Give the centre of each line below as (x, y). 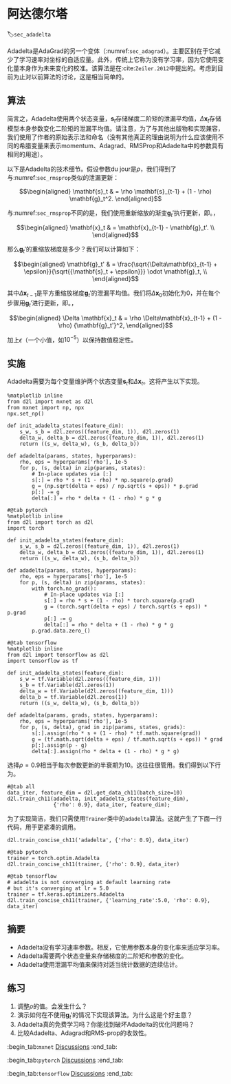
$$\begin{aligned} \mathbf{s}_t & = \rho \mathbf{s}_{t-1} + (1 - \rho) (115, 191)
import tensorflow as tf (43, 661)
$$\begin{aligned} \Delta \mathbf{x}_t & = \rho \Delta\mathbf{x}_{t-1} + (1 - (115, 318)
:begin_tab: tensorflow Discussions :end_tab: (70, 1074)
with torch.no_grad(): (64, 589)
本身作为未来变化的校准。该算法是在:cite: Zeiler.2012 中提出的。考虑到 (118, 68)
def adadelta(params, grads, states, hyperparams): (82, 715)
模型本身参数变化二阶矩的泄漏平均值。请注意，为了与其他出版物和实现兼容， (115, 128)
